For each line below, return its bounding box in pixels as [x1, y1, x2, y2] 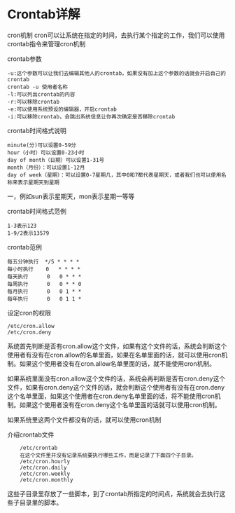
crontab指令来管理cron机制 [7, 39, 86, 48]
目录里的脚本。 [19, 498, 63, 507]
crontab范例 [7, 242, 42, 251]
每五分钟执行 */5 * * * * [7, 258, 80, 265]
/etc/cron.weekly [20, 470, 71, 477]
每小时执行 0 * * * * [7, 266, 80, 273]
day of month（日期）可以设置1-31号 [7, 156, 105, 163]
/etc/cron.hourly [20, 458, 71, 465]
